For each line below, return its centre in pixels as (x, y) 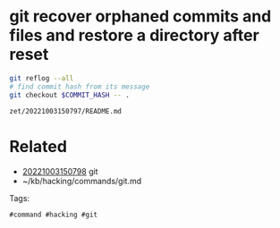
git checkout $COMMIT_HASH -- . (69, 95)
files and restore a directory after (134, 35)
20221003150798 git (60, 171)
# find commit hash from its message (80, 87)
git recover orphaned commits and (140, 17)
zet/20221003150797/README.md (66, 111)
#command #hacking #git (54, 215)
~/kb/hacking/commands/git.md (82, 181)
